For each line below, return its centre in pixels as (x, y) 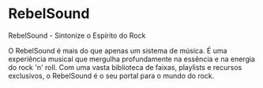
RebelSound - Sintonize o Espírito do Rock (77, 35)
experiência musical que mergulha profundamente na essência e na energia (131, 59)
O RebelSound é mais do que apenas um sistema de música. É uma (118, 50)
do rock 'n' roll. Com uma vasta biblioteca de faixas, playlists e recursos (125, 67)
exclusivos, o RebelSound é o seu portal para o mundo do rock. (111, 75)
